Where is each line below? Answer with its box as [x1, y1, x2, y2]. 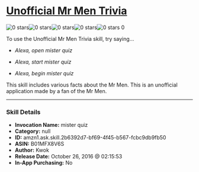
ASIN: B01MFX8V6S [14, 141, 65, 148]
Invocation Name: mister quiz [14, 122, 88, 129]
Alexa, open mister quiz [14, 46, 73, 54]
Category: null [14, 128, 51, 135]
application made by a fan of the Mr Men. [6, 87, 107, 94]
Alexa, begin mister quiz [14, 69, 74, 77]
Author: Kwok [14, 146, 49, 154]
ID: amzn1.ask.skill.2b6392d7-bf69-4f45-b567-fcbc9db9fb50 [14, 134, 166, 141]
